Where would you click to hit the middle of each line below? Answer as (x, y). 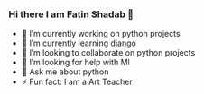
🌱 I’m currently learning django (79, 43)
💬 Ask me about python (65, 72)
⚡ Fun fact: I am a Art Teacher (77, 82)
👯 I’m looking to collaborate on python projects (108, 53)
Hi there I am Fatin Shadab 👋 (71, 14)
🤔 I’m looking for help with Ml (75, 63)
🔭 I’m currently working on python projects (101, 34)
